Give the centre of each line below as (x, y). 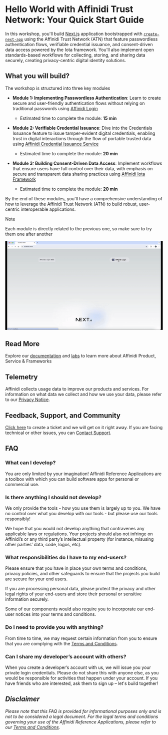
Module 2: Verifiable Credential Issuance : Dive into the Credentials (82, 128)
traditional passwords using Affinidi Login (55, 108)
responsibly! (18, 519)
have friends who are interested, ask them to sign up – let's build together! (82, 683)
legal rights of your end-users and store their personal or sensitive (73, 594)
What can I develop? (30, 463)
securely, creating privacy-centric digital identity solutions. (66, 60)
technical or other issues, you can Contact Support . (58, 433)
